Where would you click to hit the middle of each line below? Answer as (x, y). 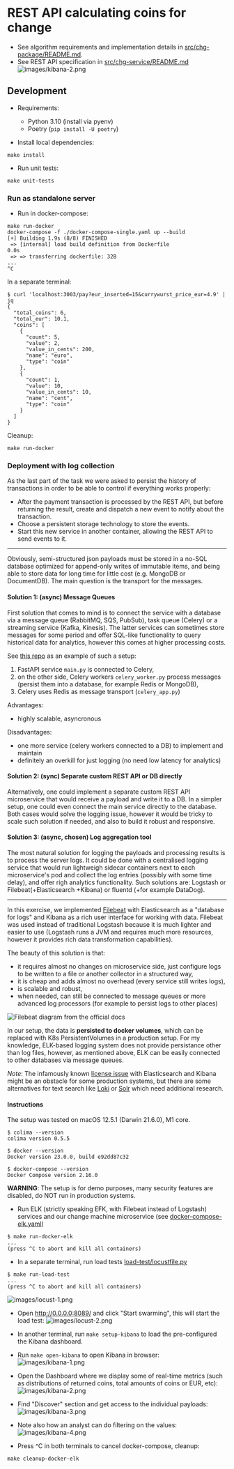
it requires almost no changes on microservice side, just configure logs (119, 966)
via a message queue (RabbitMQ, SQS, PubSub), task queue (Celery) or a (112, 620)
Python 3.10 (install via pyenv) (70, 121)
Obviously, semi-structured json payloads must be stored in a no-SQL (107, 559)
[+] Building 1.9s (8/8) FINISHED (57, 238)
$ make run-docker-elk (40, 1237)
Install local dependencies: (56, 142)
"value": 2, (43, 344)
